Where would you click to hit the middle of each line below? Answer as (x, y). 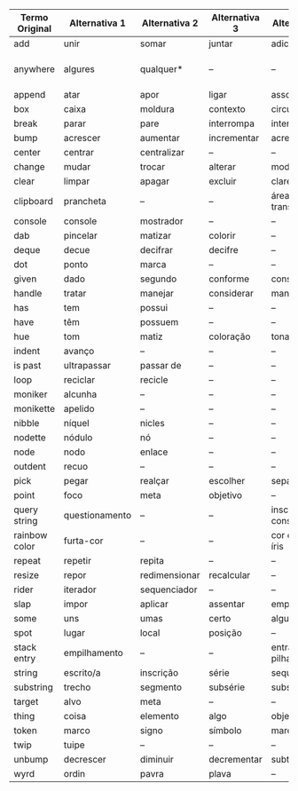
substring (33, 687)
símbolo (225, 730)
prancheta (85, 201)
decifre (223, 250)
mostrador (161, 221)
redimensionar (170, 575)
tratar (75, 293)
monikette (35, 409)
